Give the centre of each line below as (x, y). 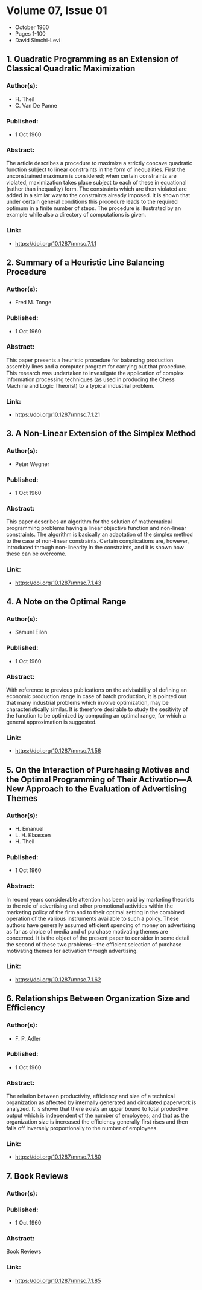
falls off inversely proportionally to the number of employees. (82, 1128)
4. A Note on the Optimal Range (66, 602)
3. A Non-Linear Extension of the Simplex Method (101, 434)
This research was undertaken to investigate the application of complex (95, 373)
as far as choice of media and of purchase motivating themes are (87, 931)
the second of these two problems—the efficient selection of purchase (94, 944)
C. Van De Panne (36, 105)
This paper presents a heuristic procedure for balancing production (90, 360)
